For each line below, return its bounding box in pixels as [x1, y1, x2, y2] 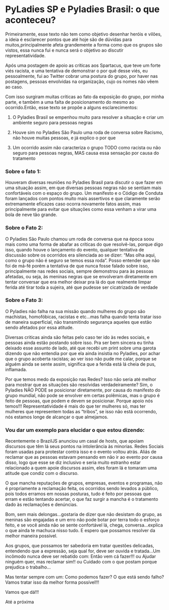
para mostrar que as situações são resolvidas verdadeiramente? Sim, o [5, 381, 153, 387]
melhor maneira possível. [5, 533, 58, 539]
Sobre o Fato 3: [5, 297, 43, 304]
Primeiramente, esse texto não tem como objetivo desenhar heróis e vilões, [5, 31, 162, 37]
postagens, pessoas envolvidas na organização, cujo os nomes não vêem [5, 78, 159, 84]
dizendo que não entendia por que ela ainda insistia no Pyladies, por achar [5, 350, 160, 356]
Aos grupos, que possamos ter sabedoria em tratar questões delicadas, [5, 543, 154, 549]
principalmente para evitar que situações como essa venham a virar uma [5, 206, 156, 212]
